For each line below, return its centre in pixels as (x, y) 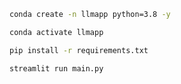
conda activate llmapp (56, 32)
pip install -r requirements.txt (79, 50)
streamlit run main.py (56, 68)
